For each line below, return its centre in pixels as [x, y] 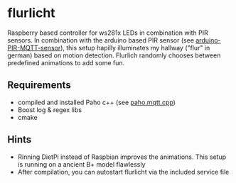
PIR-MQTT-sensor [34, 48]
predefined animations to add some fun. [66, 62]
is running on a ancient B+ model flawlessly [81, 164]
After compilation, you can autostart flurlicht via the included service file [123, 172]
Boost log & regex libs [49, 110]
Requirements [39, 85]
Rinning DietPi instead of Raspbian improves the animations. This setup [122, 157]
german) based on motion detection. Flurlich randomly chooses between [114, 55]
